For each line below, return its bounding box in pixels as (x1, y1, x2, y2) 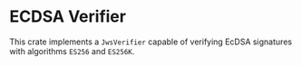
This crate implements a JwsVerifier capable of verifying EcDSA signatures (9, 36, 293, 47)
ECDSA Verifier (9, 6, 127, 27)
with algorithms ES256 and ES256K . (9, 45, 135, 56)
